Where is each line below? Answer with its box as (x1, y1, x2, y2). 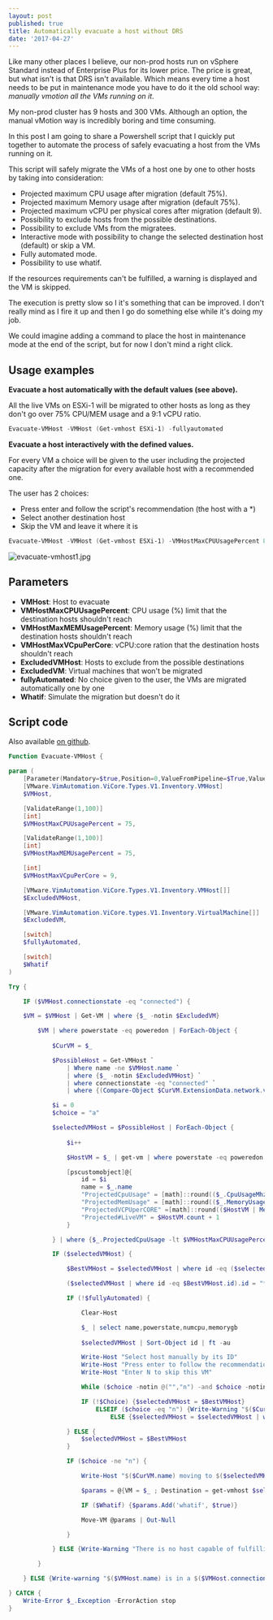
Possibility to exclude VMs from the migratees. (19, 223, 176, 233)
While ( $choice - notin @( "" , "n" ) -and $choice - (80, 1383, 249, 1392)
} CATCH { (8, 1589, 42, 1597)
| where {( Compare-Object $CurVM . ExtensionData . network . (66, 1086, 264, 1095)
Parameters (8, 575, 69, 589)
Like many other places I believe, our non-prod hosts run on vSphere (8, 57, 239, 67)
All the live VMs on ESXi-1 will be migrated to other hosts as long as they (8, 401, 250, 410)
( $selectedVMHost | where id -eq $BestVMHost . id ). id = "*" (66, 1280, 271, 1288)
